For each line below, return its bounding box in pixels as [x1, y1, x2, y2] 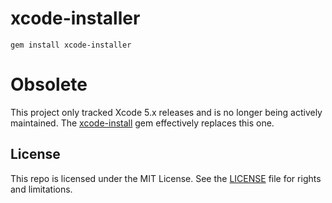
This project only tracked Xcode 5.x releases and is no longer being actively [10, 106, 323, 118]
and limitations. [10, 183, 73, 195]
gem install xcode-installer [10, 40, 132, 50]
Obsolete [10, 73, 88, 96]
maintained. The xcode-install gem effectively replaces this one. [10, 117, 275, 129]
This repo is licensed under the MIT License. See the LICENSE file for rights [10, 172, 322, 184]
